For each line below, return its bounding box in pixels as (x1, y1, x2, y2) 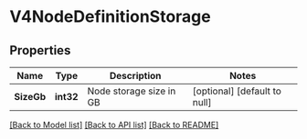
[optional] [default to (192, 84, 281, 97)
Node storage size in (87, 84, 176, 97)
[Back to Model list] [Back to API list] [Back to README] (9, 120, 219, 130)
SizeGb (14, 91, 47, 103)
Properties (9, 43, 71, 58)
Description (109, 70, 162, 82)
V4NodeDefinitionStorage (9, 6, 212, 27)
